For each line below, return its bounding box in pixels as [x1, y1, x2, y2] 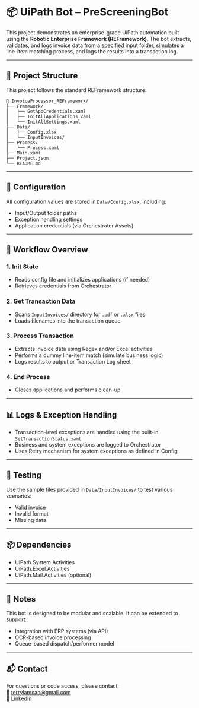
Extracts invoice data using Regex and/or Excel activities [14, 345, 153, 352]
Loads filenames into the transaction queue [14, 317, 121, 324]
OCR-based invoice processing [14, 634, 91, 641]
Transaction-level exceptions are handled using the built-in [14, 428, 159, 435]
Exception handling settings [14, 216, 83, 223]
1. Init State [6, 263, 38, 271]
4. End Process [6, 372, 50, 381]
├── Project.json [6, 155, 49, 161]
